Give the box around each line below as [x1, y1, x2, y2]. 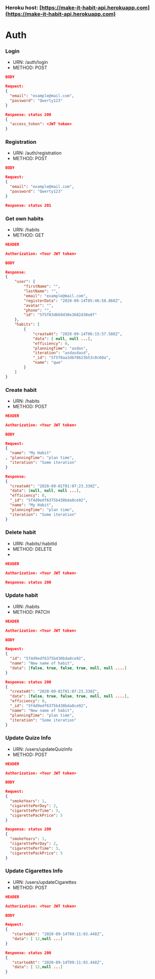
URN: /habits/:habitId [12, 540, 57, 546]
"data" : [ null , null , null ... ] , [10, 488, 81, 494]
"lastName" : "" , [24, 288, 58, 294]
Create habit [5, 386, 37, 393]
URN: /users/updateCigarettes [12, 879, 77, 885]
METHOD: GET [12, 232, 45, 238]
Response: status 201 [5, 203, 52, 208]
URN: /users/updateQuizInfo [12, 746, 73, 752]
